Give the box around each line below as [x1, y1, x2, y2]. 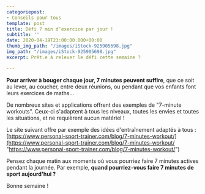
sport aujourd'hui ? [6, 170, 56, 178]
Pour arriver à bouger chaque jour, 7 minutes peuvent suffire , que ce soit [6, 76, 195, 84]
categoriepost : [6, 9, 45, 15]
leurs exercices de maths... [6, 89, 75, 96]
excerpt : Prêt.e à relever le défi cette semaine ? [6, 54, 141, 60]
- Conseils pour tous [6, 15, 62, 21]
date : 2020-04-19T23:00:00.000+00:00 [6, 37, 103, 43]
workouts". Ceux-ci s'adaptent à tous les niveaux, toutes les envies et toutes [6, 107, 199, 115]
